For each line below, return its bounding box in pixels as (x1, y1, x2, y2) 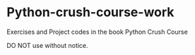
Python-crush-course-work (6, 4, 175, 20)
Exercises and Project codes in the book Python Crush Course (6, 28, 188, 36)
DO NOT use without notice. (6, 41, 89, 49)
